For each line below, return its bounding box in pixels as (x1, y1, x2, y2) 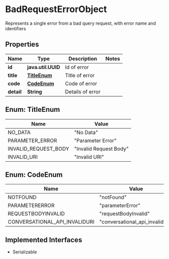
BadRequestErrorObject (5, 4, 107, 15)
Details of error (65, 88, 101, 95)
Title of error (65, 72, 95, 79)
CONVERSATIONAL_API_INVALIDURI (8, 218, 95, 225)
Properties (5, 40, 39, 49)
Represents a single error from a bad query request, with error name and (5, 20, 156, 26)
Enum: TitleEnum (5, 105, 60, 114)
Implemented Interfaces (5, 235, 82, 244)
